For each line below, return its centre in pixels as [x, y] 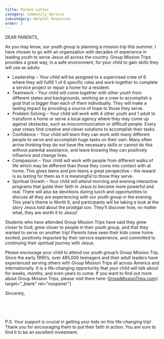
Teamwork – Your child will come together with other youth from [77, 93]
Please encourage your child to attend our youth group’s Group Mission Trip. [82, 253]
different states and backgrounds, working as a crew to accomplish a [82, 98]
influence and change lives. [40, 156]
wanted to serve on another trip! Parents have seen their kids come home [79, 233]
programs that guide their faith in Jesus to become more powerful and [83, 186]
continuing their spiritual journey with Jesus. [50, 243]
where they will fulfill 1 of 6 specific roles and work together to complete [85, 82]
